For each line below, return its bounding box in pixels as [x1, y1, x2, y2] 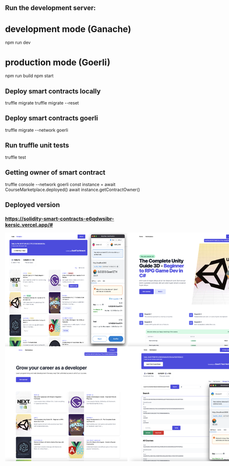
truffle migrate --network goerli [5, 127, 69, 133]
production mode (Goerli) [5, 57, 111, 68]
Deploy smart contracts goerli [5, 114, 98, 123]
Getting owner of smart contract [5, 169, 106, 177]
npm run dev [5, 40, 31, 45]
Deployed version [5, 200, 60, 209]
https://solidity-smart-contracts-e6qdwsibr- [5, 215, 114, 222]
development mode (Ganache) [5, 23, 131, 35]
